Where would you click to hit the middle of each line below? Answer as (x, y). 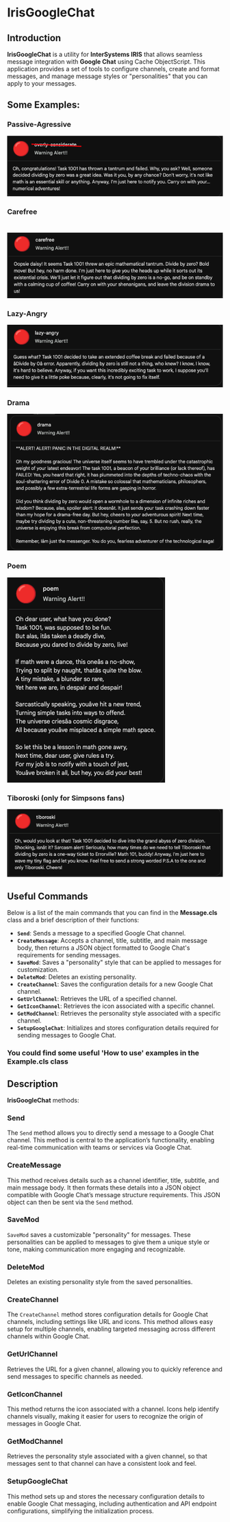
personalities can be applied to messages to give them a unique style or (108, 1242)
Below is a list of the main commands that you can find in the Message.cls (112, 913)
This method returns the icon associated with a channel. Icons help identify (113, 1409)
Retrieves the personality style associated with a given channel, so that (107, 1456)
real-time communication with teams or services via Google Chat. (100, 1147)
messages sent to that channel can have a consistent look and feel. (102, 1464)
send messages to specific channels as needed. (75, 1376)
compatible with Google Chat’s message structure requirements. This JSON (114, 1194)
